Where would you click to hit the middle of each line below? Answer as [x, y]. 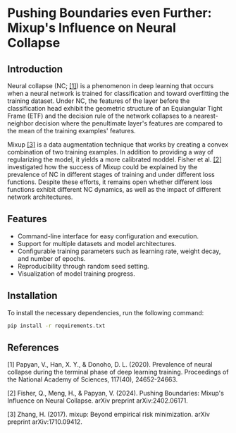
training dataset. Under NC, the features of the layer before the [99, 101]
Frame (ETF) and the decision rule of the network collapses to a [100, 116]
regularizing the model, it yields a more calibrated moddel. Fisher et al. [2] [114, 159]
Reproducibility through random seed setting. [83, 266]
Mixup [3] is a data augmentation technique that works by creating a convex [118, 145]
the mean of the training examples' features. [72, 131]
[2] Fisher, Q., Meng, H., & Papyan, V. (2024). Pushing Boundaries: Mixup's [116, 394]
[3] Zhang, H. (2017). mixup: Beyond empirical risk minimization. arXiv [108, 415]
